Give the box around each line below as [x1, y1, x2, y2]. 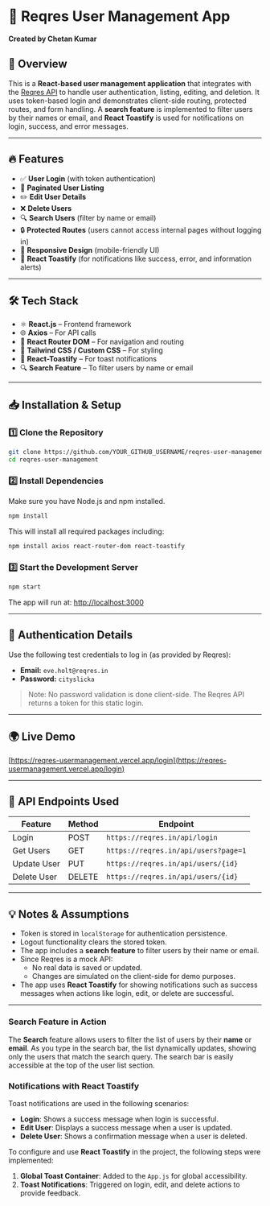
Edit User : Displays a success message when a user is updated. [19, 1122, 233, 1132]
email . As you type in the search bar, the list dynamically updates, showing [8, 1043, 257, 1053]
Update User [12, 858, 60, 869]
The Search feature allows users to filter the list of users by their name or [8, 1035, 252, 1044]
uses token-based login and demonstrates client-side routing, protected [8, 96, 247, 105]
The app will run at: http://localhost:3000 [8, 597, 145, 607]
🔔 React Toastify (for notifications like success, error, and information [19, 254, 252, 263]
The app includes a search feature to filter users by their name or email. [19, 946, 260, 956]
